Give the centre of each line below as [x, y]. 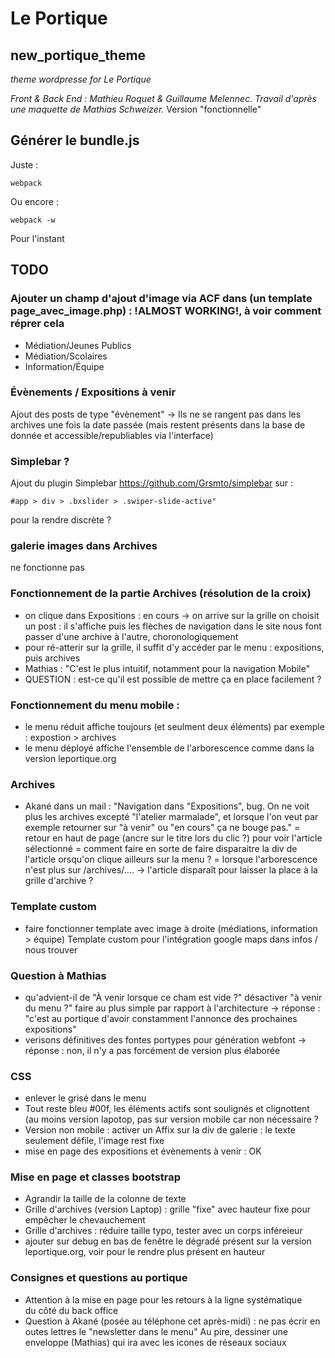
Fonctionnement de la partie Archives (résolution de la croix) [161, 594]
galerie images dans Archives [84, 546]
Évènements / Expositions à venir [93, 392]
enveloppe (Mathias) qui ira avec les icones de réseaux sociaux [155, 1342]
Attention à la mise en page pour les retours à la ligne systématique [163, 1299]
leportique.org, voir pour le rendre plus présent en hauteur [145, 1252]
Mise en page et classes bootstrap [96, 1177]
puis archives [52, 658]
